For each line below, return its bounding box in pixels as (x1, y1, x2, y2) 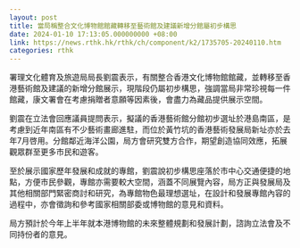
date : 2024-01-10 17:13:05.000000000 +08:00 (9, 29, 178, 38)
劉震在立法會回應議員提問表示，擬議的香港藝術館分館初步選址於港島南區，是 (9, 113, 291, 124)
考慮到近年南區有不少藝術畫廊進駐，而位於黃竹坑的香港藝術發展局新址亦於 (9, 124, 283, 135)
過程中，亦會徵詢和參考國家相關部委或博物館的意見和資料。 (9, 199, 229, 210)
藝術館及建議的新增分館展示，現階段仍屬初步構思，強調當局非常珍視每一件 (16, 83, 291, 94)
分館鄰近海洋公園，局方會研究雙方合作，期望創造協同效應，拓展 (52, 136, 287, 146)
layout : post (9, 12, 58, 22)
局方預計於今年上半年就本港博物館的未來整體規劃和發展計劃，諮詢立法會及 (9, 218, 283, 228)
